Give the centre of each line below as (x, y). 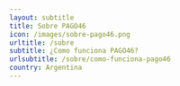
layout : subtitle (42, 17)
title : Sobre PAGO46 (48, 26)
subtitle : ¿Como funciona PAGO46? (74, 51)
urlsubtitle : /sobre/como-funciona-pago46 (90, 59)
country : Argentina (46, 68)
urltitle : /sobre (42, 43)
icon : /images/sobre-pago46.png (70, 34)
